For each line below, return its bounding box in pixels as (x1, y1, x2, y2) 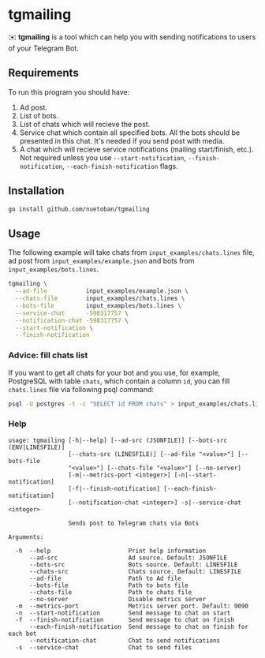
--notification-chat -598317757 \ (15, 316, 129, 324)
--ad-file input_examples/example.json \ (15, 287, 189, 295)
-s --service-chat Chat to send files (15, 643, 192, 652)
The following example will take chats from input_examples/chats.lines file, (8, 248, 255, 257)
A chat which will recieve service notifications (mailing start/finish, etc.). (19, 144, 254, 154)
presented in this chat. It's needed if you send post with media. (19, 136, 225, 145)
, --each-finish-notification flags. (62, 161, 179, 170)
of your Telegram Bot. (8, 43, 79, 53)
